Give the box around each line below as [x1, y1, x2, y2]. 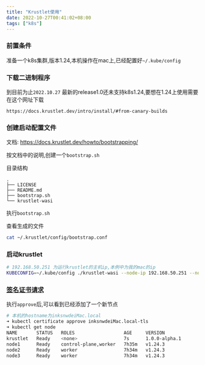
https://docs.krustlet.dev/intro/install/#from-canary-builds [6, 108, 168, 114]
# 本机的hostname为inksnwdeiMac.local [6, 313, 102, 319]
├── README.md [6, 187, 43, 193]
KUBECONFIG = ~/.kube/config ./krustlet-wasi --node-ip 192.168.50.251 [6, 270, 187, 276]
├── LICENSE [6, 182, 37, 188]
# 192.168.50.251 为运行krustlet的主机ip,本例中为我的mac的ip [6, 264, 156, 270]
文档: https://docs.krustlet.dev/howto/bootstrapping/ [6, 139, 138, 146]
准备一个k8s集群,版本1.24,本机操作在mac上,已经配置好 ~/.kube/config [6, 56, 181, 64]
